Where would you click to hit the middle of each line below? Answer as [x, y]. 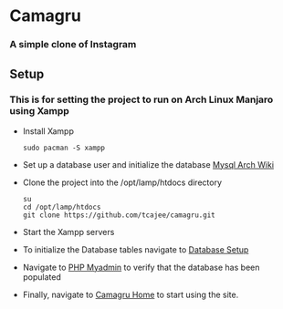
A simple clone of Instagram [73, 45]
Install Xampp [48, 131]
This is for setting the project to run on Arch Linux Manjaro [141, 99]
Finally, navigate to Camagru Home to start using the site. [131, 294]
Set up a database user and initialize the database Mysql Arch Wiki [148, 164]
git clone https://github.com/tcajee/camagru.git [119, 215]
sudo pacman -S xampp [63, 148]
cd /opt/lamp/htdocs [62, 207]
